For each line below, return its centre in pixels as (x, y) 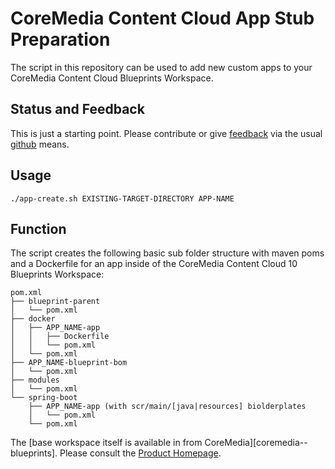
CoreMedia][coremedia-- (256, 443)
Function (38, 228)
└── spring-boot (44, 398)
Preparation (60, 39)
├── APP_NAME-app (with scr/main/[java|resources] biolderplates (167, 407)
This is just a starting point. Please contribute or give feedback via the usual (166, 133)
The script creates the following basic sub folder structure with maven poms (167, 253)
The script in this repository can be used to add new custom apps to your (161, 67)
